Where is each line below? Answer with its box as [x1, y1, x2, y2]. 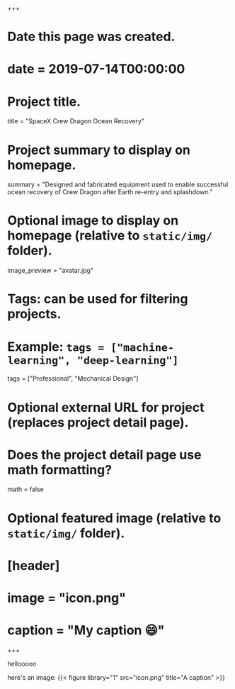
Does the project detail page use [7, 447, 202, 463]
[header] [7, 557, 60, 573]
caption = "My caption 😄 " [7, 622, 165, 639]
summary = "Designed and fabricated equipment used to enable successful [7, 180, 229, 189]
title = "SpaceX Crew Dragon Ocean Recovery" [7, 117, 145, 125]
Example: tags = [7, 338, 105, 354]
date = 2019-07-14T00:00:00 [7, 61, 185, 77]
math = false [7, 485, 44, 493]
